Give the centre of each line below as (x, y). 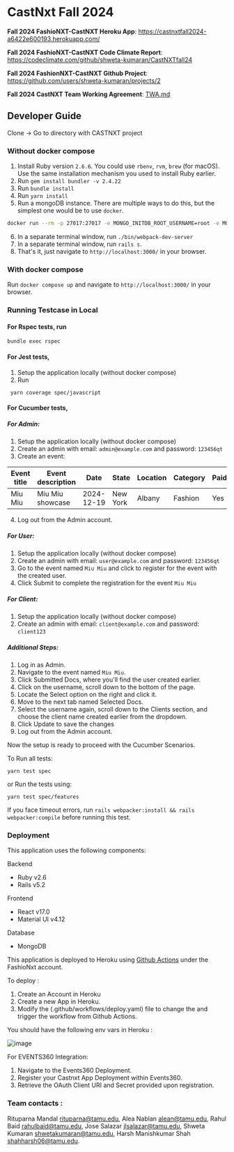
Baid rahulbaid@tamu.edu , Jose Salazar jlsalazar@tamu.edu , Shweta (106, 1126)
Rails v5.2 (31, 885)
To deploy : (23, 981)
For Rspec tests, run (37, 327)
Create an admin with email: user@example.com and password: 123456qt (118, 561)
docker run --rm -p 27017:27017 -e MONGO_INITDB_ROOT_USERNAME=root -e (113, 224)
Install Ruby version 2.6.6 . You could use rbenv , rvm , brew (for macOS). (118, 166)
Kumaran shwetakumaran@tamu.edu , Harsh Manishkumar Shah (99, 1133)
